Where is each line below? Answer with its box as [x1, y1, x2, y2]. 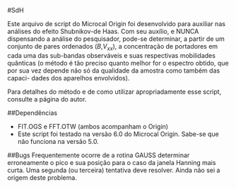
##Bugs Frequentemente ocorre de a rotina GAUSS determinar [7, 151, 190, 159]
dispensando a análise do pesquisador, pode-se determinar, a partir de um [7, 35, 225, 43]
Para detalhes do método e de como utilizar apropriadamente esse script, [7, 87, 222, 96]
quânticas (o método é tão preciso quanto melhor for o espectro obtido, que [7, 59, 229, 67]
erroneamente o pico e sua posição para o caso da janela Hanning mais [7, 158, 216, 166]
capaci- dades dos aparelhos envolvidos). [7, 73, 130, 82]
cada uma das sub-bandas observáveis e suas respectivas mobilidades [7, 51, 216, 59]
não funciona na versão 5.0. [17, 137, 99, 145]
